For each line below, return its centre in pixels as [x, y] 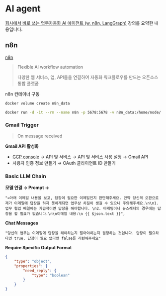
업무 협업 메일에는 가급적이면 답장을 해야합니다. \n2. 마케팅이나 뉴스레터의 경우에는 [80, 209]
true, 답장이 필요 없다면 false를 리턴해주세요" [57, 239]
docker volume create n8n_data [38, 103]
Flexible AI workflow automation [50, 67]
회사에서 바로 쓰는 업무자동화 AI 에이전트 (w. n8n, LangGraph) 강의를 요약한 [79, 23]
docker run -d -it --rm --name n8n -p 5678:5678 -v [60, 112]
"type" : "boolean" [51, 275]
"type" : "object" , [33, 261]
